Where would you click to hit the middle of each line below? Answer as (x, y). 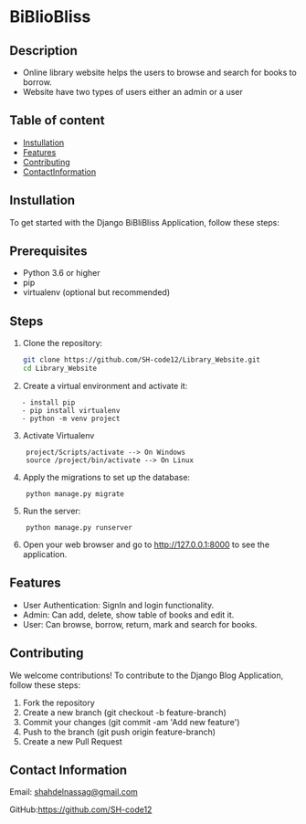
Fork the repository (59, 703)
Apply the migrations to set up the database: (106, 477)
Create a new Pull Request (73, 741)
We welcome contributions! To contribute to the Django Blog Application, (147, 675)
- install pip (48, 403)
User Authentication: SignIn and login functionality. (118, 605)
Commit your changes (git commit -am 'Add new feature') (131, 722)
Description (43, 51)
